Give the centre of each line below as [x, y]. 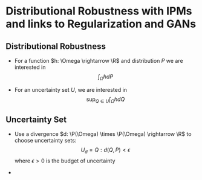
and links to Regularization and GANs [101, 24]
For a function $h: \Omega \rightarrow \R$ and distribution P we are [99, 61]
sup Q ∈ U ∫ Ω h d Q [106, 100]
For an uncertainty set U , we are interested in [71, 89]
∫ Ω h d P [105, 77]
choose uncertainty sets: [45, 141]
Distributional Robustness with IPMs [99, 11]
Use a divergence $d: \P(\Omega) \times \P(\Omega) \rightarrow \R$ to [103, 134]
